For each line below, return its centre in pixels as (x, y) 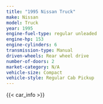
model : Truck (22, 23)
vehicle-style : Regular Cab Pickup (50, 78)
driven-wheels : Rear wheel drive (48, 56)
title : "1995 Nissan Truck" (41, 12)
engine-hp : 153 (25, 39)
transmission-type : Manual (40, 51)
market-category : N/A (33, 67)
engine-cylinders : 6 (32, 45)
